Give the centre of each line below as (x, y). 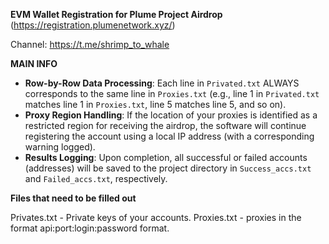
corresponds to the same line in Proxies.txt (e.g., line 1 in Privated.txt (172, 93)
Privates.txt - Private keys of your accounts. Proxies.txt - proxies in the (156, 217)
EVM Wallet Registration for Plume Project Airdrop (116, 14)
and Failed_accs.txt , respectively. (96, 178)
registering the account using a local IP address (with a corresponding (169, 136)
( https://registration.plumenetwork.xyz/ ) (93, 25)
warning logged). (60, 147)
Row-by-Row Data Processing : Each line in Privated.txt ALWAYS (162, 83)
